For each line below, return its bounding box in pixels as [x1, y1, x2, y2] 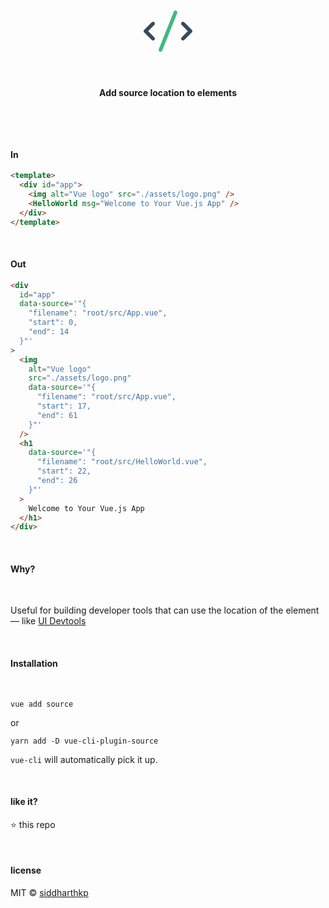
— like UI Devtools [10, 615, 87, 627]
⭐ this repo [10, 818, 56, 830]
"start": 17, [36, 401, 92, 412]
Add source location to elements [99, 87, 237, 98]
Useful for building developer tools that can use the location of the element [10, 604, 320, 617]
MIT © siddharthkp [10, 887, 89, 899]
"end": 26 [36, 476, 78, 486]
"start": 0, [28, 318, 78, 328]
